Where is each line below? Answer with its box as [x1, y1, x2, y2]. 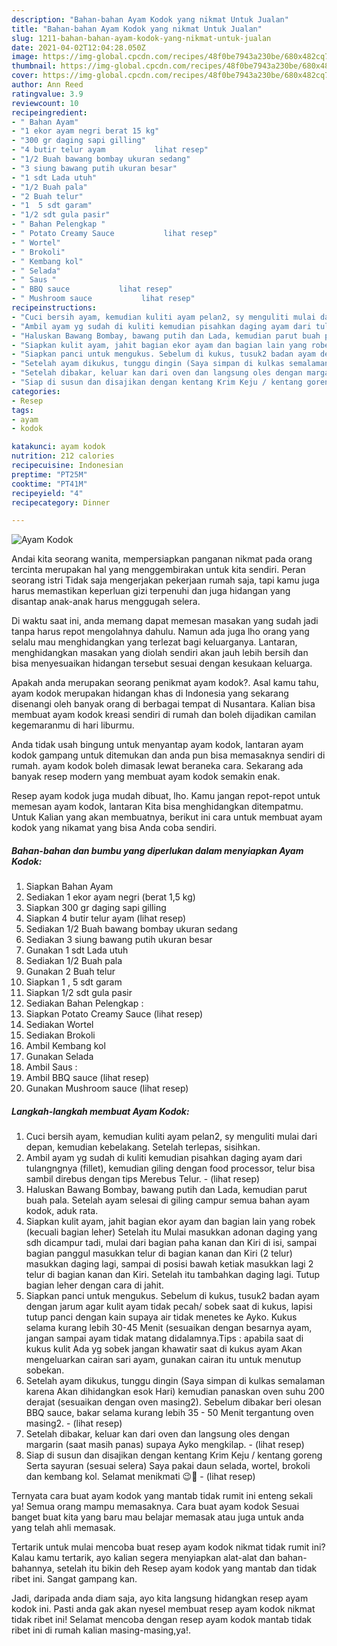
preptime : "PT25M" [11, 469, 88, 480]
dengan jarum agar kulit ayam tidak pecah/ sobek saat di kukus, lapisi [25, 1301, 313, 1313]
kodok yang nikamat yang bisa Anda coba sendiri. [11, 822, 218, 834]
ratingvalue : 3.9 [11, 89, 84, 99]
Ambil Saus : [25, 1061, 78, 1073]
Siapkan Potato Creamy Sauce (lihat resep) [25, 1008, 204, 1020]
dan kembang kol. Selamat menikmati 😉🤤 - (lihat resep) [25, 1471, 256, 1483]
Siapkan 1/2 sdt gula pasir [25, 987, 133, 999]
